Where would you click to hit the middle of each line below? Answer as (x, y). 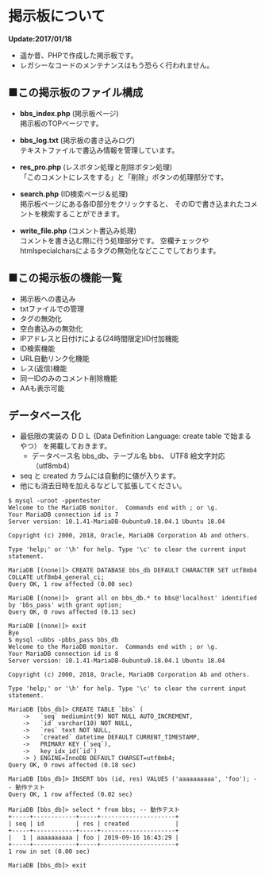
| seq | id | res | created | (94, 824)
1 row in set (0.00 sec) (49, 852)
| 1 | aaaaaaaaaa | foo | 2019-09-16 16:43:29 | (94, 838)
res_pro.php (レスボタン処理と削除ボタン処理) (96, 167)
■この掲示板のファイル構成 (76, 93)
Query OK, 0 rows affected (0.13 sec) (72, 612)
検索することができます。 (83, 213)
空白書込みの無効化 (51, 328)
